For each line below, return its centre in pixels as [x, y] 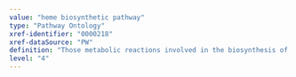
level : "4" [29, 58]
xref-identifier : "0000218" [61, 34]
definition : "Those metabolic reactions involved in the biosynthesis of [149, 50]
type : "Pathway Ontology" [57, 26]
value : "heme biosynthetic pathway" [77, 17]
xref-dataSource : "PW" [51, 42]
